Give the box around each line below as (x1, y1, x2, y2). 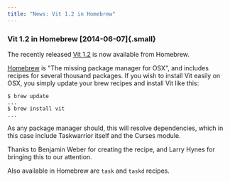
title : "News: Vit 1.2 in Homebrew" (7, 10, 116, 18)
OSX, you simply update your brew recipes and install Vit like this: (7, 79, 199, 87)
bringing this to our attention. (7, 152, 92, 161)
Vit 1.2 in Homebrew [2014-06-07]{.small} (7, 33, 156, 43)
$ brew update (7, 92, 50, 100)
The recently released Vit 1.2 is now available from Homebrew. (7, 50, 190, 58)
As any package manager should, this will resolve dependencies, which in (7, 124, 224, 132)
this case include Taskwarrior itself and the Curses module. (7, 131, 181, 139)
